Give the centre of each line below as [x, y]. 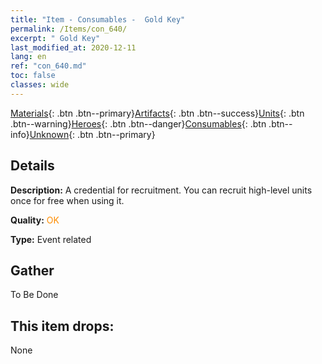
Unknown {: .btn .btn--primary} [92, 134]
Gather [32, 270]
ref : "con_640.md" [48, 66]
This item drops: [62, 326]
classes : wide [40, 85]
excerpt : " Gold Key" [55, 38]
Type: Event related [51, 239]
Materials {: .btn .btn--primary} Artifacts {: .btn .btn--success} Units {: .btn [157, 113]
